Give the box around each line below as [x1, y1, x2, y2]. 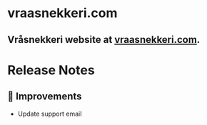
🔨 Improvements [7, 91, 82, 103]
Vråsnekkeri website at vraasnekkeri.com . [7, 34, 201, 46]
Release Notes [7, 62, 95, 78]
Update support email [17, 109, 82, 118]
